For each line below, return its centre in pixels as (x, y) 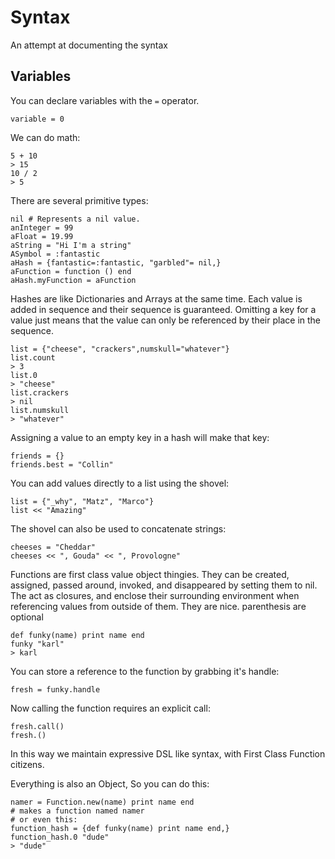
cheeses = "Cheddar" (53, 547)
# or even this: (44, 819)
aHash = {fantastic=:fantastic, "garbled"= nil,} (116, 262)
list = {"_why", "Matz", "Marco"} (82, 501)
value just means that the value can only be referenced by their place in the (166, 320)
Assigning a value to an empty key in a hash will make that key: (140, 437)
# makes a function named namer (77, 811)
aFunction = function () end (71, 271)
